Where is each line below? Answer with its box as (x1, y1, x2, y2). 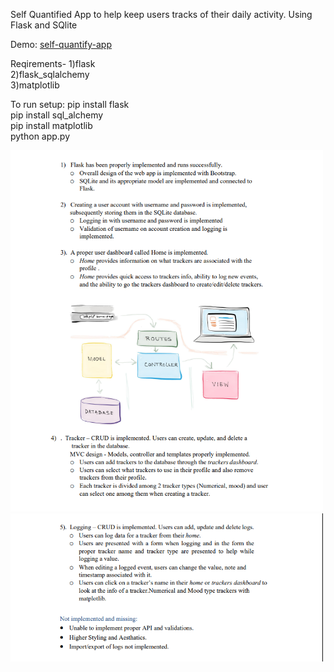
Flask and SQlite (10, 19, 78, 31)
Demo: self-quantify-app (10, 39, 112, 50)
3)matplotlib (10, 79, 60, 91)
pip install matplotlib (10, 120, 93, 131)
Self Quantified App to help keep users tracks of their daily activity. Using (10, 9, 313, 20)
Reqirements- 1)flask (10, 58, 96, 69)
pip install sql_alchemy (10, 109, 104, 121)
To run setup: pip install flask (10, 99, 130, 110)
